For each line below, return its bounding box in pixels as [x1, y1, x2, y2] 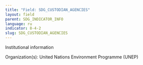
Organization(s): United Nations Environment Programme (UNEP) [5, 54, 139, 60]
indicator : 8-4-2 [5, 26, 41, 31]
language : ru [5, 21, 32, 26]
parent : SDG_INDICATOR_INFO [5, 16, 64, 21]
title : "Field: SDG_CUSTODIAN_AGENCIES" [5, 7, 91, 12]
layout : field [5, 12, 35, 17]
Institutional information [5, 44, 54, 50]
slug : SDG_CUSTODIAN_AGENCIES [5, 30, 68, 35]
